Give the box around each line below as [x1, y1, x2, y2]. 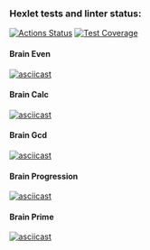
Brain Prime [9, 211, 54, 222]
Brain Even [9, 48, 52, 59]
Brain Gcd [9, 130, 48, 141]
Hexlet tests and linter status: [9, 7, 142, 20]
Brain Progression [9, 171, 79, 181]
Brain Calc [9, 89, 50, 100]
